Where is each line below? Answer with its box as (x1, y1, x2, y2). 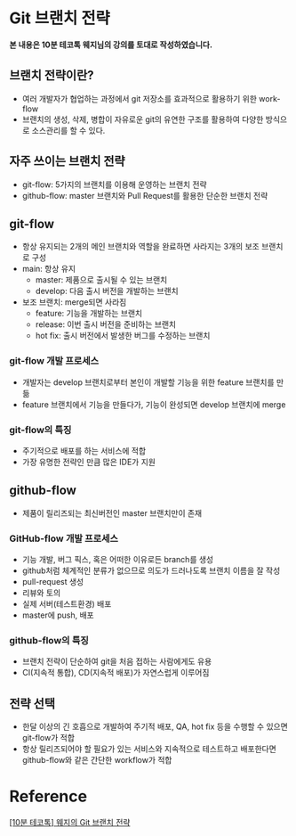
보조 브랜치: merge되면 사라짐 (21, 297, 127, 307)
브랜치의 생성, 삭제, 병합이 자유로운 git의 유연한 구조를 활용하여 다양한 (21, 113, 264, 125)
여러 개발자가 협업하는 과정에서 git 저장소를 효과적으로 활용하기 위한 (21, 93, 258, 103)
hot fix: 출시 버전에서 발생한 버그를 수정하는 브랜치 (35, 331, 211, 341)
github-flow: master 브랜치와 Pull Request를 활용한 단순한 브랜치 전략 (21, 190, 268, 201)
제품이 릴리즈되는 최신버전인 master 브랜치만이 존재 (21, 507, 203, 518)
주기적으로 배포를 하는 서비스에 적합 (21, 445, 147, 455)
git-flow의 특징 (9, 423, 72, 436)
